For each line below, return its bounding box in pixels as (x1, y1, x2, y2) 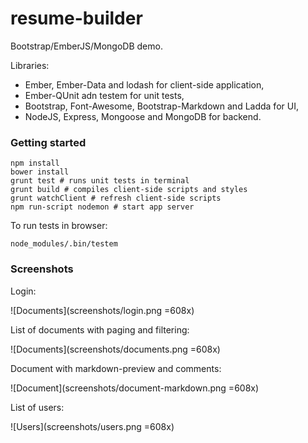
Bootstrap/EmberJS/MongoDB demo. (10, 40, 163, 52)
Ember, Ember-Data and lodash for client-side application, (24, 78, 265, 91)
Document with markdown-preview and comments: (10, 362, 222, 374)
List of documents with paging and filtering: (10, 323, 190, 336)
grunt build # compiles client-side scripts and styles (10, 185, 248, 195)
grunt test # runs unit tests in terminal (10, 176, 190, 186)
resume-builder (10, 7, 143, 30)
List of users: (10, 401, 65, 413)
